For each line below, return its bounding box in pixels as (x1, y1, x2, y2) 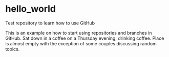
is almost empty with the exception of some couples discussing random (5, 40, 157, 46)
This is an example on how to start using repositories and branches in (5, 30, 152, 36)
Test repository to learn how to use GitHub (5, 20, 95, 26)
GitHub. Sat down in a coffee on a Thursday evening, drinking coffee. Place (5, 35, 164, 41)
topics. (5, 46, 20, 52)
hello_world (5, 3, 56, 15)
